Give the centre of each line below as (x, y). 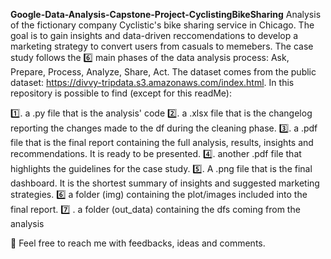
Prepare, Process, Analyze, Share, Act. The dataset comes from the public (163, 72)
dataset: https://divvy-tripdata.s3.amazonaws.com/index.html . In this (152, 82)
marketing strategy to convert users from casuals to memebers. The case (162, 46)
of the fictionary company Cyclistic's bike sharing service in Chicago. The (162, 25)
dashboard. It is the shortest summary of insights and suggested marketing (165, 183)
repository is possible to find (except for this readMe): (121, 93)
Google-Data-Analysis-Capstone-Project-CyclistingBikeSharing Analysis (166, 14)
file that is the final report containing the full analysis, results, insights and (162, 142)
